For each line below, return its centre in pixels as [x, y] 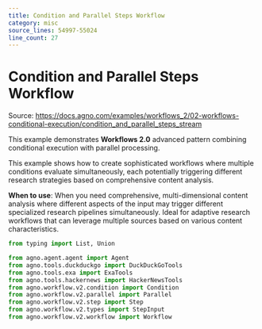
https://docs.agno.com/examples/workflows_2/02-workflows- [137, 116]
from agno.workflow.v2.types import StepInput [87, 310]
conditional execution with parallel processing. [84, 148]
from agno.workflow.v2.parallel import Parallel [90, 295]
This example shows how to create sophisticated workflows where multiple [131, 163]
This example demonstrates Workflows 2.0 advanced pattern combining [127, 140]
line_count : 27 [33, 38]
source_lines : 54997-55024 [53, 30]
